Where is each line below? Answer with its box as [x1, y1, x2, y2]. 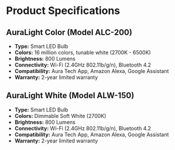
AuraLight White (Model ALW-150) [6, 90, 135, 100]
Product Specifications [6, 4, 121, 18]
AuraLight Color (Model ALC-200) [6, 27, 133, 37]
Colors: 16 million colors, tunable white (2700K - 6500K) [14, 49, 151, 56]
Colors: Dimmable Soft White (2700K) [14, 112, 107, 119]
